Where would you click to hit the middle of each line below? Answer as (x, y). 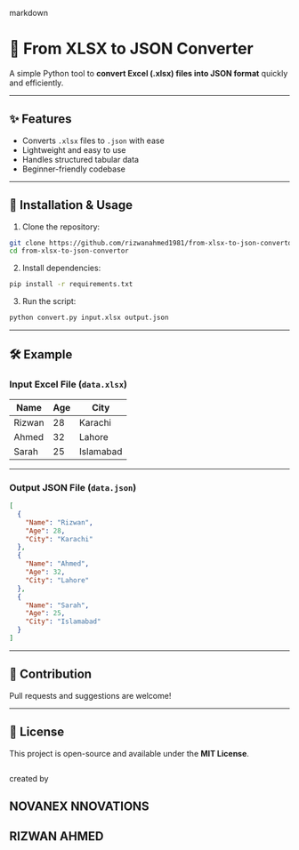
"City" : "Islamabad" (63, 621)
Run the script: (49, 301)
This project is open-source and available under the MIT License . (129, 753)
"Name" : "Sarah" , (57, 605)
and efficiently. (36, 83)
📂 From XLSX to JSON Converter (131, 49)
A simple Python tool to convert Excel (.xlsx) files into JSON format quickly (149, 73)
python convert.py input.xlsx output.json (89, 318)
